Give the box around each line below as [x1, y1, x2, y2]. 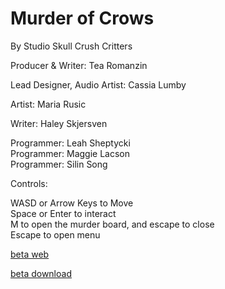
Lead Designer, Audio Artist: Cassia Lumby [10, 78, 187, 91]
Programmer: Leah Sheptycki [10, 137, 131, 149]
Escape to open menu [10, 228, 101, 241]
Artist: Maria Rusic [10, 98, 87, 110]
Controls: [10, 177, 48, 189]
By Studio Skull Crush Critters [10, 40, 133, 52]
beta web [10, 248, 50, 260]
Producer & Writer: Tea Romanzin [10, 59, 148, 71]
